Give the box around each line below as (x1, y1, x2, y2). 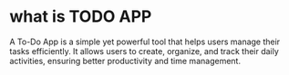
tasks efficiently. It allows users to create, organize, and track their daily (9, 45, 280, 56)
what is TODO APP (9, 6, 152, 27)
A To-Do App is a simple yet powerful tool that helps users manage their (9, 36, 281, 47)
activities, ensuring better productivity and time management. (9, 55, 242, 66)
